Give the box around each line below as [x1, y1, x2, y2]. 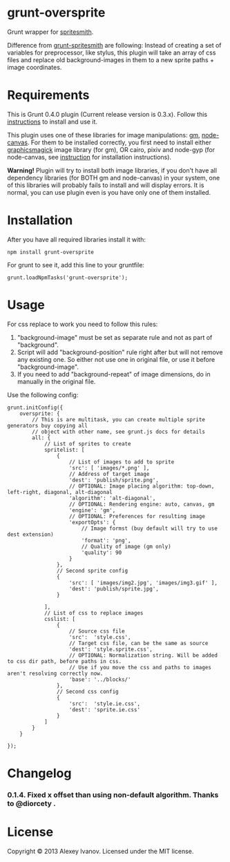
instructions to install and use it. [7, 117, 98, 126]
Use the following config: [7, 390, 79, 399]
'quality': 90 [81, 549, 122, 556]
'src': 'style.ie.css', [68, 700, 140, 707]
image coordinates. [7, 63, 62, 71]
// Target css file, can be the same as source [68, 640, 209, 646]
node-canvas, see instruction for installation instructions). [7, 153, 171, 161]
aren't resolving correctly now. [7, 670, 104, 677]
